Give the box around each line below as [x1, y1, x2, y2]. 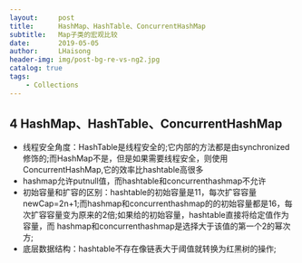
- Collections [25, 80, 79, 89]
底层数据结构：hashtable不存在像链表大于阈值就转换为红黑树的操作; [22, 243, 277, 254]
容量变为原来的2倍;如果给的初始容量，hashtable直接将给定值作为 [46, 210, 290, 221]
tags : [9, 72, 30, 81]
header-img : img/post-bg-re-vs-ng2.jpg [9, 55, 161, 64]
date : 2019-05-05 [9, 38, 100, 48]
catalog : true [9, 64, 63, 73]
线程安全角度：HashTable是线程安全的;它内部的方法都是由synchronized [22, 142, 290, 153]
